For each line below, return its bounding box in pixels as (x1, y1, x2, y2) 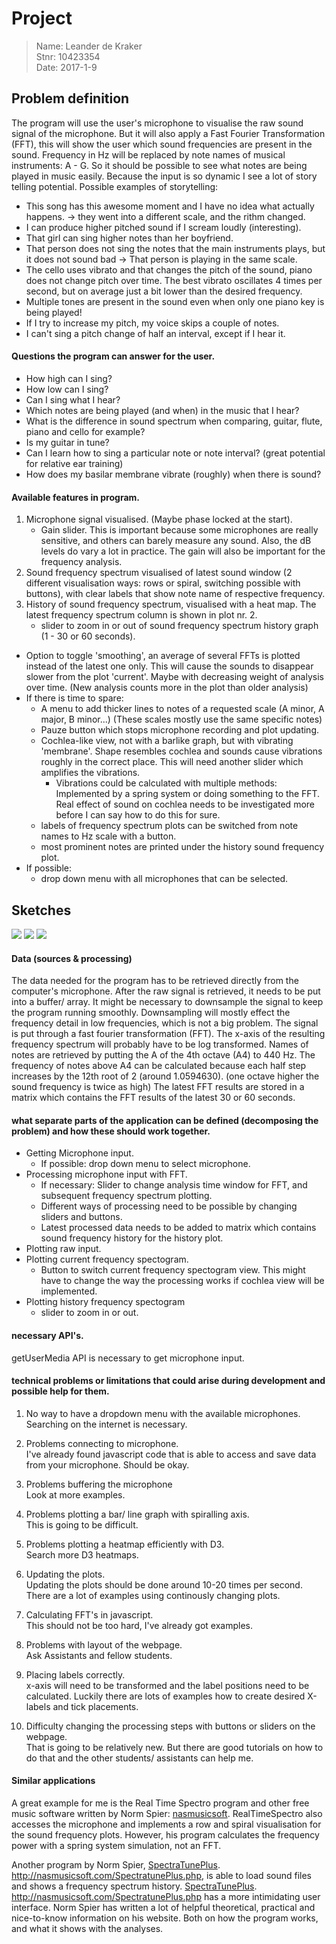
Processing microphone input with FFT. (25, 1168, 188, 1181)
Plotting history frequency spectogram (25, 1296, 186, 1308)
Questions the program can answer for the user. (11, 350, 216, 362)
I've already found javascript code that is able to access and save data (25, 1448, 317, 1460)
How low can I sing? (25, 383, 109, 395)
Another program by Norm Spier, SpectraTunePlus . (11, 1858, 221, 1871)
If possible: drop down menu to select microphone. (40, 1158, 251, 1170)
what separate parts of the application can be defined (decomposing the (11, 1114, 319, 1126)
